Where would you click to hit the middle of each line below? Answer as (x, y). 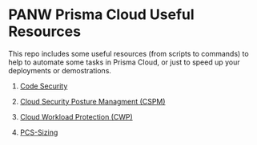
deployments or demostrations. (60, 70)
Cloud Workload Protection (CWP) (76, 116)
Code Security (44, 86)
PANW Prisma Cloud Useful (101, 15)
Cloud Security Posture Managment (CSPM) (92, 101)
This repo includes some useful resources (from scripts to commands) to (129, 53)
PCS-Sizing (39, 132)
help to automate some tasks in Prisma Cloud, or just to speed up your (124, 62)
